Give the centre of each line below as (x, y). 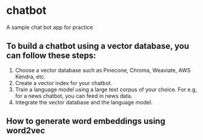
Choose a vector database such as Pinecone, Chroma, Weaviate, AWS (103, 70)
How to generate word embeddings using (86, 121)
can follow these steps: (51, 56)
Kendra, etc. (30, 77)
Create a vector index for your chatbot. (64, 83)
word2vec (26, 131)
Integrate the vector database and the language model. (84, 102)
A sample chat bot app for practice (50, 27)
